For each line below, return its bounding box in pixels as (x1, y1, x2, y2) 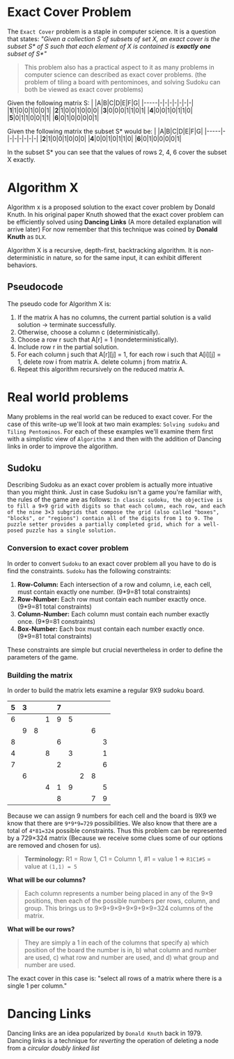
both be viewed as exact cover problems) (24, 85, 144, 93)
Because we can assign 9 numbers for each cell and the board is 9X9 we (7, 812, 217, 820)
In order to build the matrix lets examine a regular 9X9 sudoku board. (7, 686, 205, 694)
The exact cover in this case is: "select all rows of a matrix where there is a (7, 974, 222, 983)
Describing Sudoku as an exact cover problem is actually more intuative (7, 480, 213, 489)
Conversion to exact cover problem (7, 543, 129, 553)
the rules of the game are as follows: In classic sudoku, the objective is (7, 496, 223, 504)
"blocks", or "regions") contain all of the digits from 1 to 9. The (7, 515, 214, 522)
